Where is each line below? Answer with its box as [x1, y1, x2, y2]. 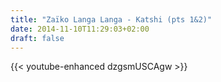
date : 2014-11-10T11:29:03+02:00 [10, 24, 150, 34]
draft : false [10, 33, 65, 43]
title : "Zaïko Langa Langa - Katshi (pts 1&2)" [10, 14, 213, 25]
